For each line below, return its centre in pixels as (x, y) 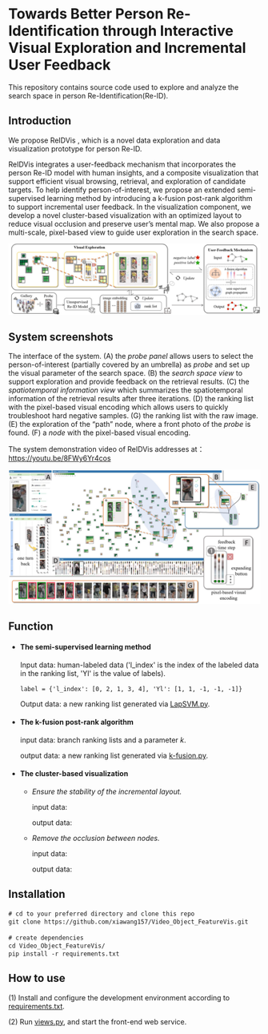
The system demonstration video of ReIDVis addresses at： (106, 449)
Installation (37, 894)
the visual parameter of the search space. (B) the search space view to (125, 373)
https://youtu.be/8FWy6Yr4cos (60, 458)
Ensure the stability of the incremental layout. (107, 792)
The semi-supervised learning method (85, 647)
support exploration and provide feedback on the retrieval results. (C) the (129, 382)
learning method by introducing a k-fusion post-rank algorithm (150, 198)
